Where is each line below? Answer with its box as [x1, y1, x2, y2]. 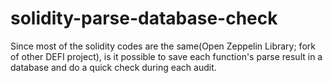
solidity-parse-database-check [10, 7, 278, 30]
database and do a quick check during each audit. [10, 61, 217, 73]
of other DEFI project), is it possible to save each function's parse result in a [10, 50, 323, 62]
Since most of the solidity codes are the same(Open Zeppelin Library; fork [10, 40, 316, 52]
